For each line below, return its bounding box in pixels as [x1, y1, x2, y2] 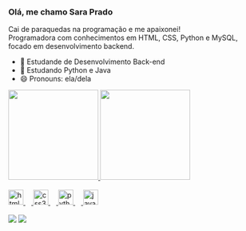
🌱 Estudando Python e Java [19, 66, 112, 75]
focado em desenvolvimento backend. [8, 42, 134, 51]
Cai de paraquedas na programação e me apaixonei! [8, 25, 181, 34]
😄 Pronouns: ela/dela [19, 74, 92, 84]
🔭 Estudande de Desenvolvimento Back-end [19, 57, 165, 66]
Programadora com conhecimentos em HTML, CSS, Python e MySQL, [8, 33, 238, 42]
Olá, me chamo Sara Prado [8, 6, 113, 18]
